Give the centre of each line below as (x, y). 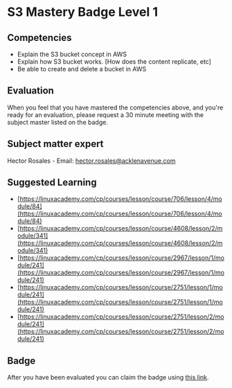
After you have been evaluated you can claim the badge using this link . (108, 378)
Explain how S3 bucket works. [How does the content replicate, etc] (114, 62)
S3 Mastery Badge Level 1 (82, 12)
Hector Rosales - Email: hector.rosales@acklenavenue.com (91, 161)
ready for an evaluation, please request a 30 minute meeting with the (106, 114)
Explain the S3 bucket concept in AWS (72, 54)
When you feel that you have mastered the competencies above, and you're (115, 107)
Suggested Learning (52, 183)
